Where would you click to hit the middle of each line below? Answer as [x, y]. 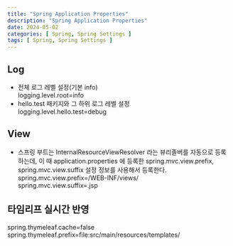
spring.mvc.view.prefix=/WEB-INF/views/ [78, 178]
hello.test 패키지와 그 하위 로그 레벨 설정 [74, 103]
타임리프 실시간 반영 [48, 209]
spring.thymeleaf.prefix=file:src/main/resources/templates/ [94, 235]
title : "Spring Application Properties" [68, 14]
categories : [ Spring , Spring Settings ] [70, 34]
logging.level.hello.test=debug [62, 112]
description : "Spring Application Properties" [77, 21]
